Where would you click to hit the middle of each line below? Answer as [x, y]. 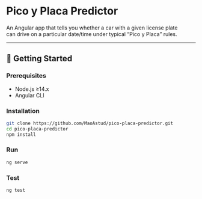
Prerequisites [26, 76]
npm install [21, 134]
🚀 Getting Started [39, 59]
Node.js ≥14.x [32, 89]
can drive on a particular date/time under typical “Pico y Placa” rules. [92, 34]
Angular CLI [29, 95]
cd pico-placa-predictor [37, 129]
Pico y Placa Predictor [62, 11]
